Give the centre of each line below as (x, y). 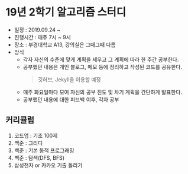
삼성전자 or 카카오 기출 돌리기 (48, 165)
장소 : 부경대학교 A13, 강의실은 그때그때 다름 (65, 45)
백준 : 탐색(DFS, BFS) (39, 157)
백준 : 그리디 (28, 143)
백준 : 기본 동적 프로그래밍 (44, 150)
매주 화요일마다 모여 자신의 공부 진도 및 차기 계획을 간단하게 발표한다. (103, 92)
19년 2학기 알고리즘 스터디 (66, 12)
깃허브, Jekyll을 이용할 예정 (69, 79)
